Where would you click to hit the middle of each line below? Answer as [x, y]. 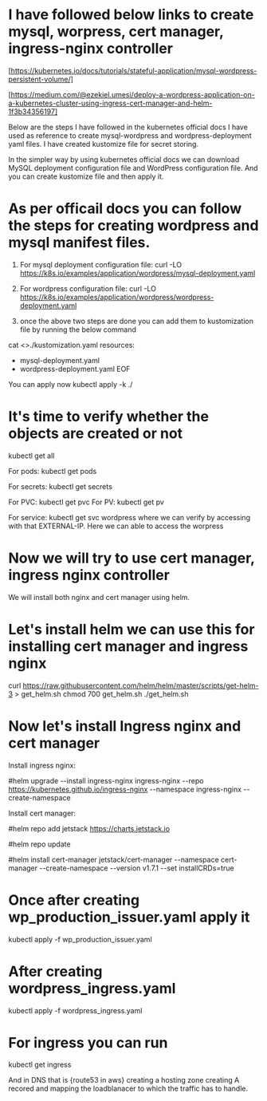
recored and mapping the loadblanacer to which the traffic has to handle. [128, 1089]
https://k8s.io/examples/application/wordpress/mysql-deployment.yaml [137, 273]
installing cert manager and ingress [128, 646]
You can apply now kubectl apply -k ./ [71, 384]
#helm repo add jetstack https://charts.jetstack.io [89, 828]
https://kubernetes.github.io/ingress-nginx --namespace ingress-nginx [125, 789]
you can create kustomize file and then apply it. [86, 176]
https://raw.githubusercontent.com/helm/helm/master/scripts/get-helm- [141, 685]
